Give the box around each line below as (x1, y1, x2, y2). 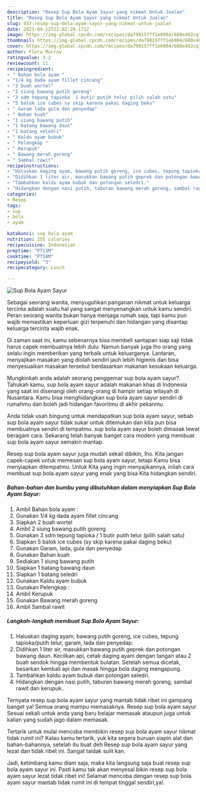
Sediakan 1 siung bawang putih (15, 558, 94, 565)
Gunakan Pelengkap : (15, 584, 70, 591)
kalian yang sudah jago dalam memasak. (7, 716, 109, 723)
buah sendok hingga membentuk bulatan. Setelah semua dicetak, (15, 659, 181, 666)
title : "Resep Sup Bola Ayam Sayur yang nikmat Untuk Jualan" (7, 15, 169, 21)
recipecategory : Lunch (7, 264, 65, 271)
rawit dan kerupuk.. (15, 685, 65, 692)
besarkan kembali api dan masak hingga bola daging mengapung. (15, 665, 182, 673)
